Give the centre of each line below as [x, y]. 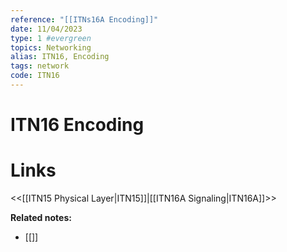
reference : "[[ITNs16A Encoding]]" [84, 19]
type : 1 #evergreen [51, 38]
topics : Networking [51, 47]
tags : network [40, 66]
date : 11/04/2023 [46, 29]
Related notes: [41, 217]
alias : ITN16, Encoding [60, 57]
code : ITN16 [35, 76]
